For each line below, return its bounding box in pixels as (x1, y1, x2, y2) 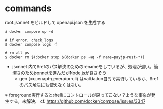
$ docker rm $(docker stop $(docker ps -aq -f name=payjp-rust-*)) (5, 54, 145, 60)
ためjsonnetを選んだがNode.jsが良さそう (25, 70, 107, 76)
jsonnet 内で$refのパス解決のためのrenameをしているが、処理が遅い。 (12, 63, 154, 69)
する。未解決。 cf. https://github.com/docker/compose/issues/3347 (9, 98, 146, 104)
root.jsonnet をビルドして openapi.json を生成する (5, 19, 106, 25)
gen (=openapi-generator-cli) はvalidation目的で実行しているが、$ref (19, 76, 158, 81)
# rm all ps (5, 50, 29, 55)
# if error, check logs (5, 37, 54, 43)
